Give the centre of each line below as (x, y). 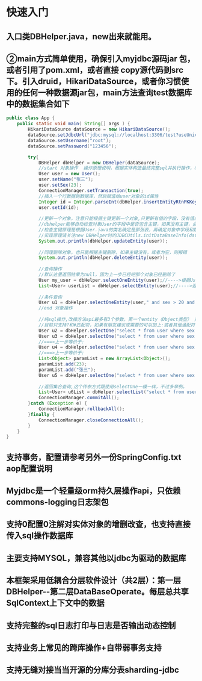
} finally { (41, 414)
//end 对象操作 (56, 308)
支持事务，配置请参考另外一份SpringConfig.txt (94, 457)
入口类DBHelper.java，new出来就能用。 (81, 36)
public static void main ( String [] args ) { (74, 124)
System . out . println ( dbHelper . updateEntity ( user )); (103, 241)
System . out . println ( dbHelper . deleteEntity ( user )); (103, 258)
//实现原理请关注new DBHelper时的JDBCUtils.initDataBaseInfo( (114, 235)
